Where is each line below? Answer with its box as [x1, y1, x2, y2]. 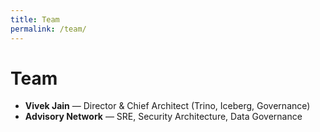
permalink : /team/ [10, 24, 87, 34]
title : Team [10, 14, 60, 25]
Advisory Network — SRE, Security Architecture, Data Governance [24, 111, 303, 123]
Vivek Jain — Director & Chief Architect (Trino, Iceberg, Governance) [24, 100, 311, 112]
